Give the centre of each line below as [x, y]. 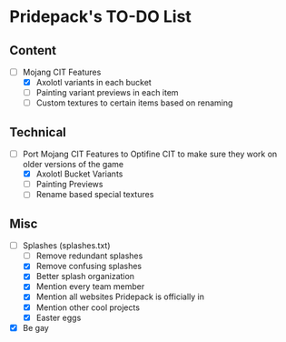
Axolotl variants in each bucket [94, 83]
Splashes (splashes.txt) [66, 246]
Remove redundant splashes [89, 256]
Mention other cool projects [88, 307]
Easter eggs [59, 317]
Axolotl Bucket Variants [79, 174]
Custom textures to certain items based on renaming [134, 103]
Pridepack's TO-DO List [101, 17]
